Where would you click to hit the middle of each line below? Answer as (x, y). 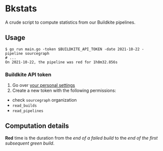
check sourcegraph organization (45, 100)
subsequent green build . (30, 143)
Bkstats (21, 9)
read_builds (24, 106)
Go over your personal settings (44, 85)
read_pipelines (28, 111)
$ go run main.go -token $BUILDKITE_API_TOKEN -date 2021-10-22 (72, 49)
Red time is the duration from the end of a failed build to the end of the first (81, 138)
